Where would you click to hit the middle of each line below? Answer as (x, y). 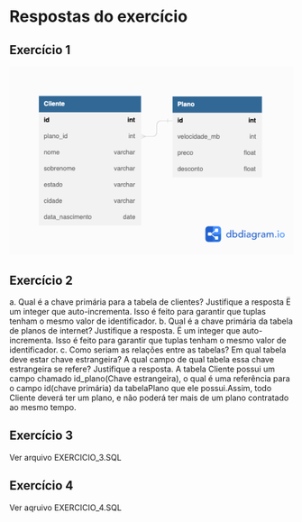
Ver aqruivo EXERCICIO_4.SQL (65, 508)
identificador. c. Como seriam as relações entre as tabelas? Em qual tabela (148, 350)
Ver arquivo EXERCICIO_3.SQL (65, 457)
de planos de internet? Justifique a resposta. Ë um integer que (125, 331)
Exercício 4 (41, 485)
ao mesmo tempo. (43, 408)
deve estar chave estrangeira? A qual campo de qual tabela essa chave (142, 360)
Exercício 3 (41, 436)
